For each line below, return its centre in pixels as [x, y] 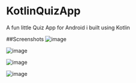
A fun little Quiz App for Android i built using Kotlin [68, 27]
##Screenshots [25, 39]
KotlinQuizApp [43, 11]
